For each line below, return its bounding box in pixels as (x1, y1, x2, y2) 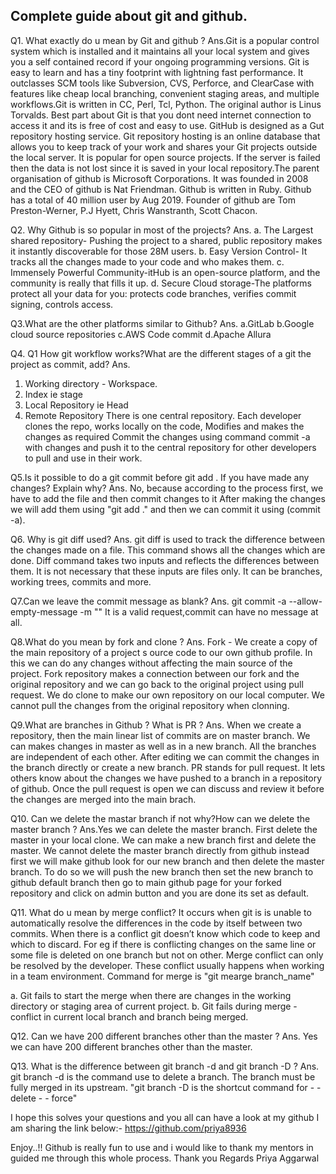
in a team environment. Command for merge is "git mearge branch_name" (10, 970, 315, 982)
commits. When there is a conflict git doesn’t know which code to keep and (10, 927, 321, 939)
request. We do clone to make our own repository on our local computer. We (10, 689, 325, 701)
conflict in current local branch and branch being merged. (10, 1010, 249, 1023)
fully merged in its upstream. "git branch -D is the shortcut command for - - (10, 1081, 322, 1093)
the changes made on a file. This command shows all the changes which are (10, 544, 326, 556)
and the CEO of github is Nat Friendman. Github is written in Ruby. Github (10, 183, 312, 195)
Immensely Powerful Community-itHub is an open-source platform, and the (10, 266, 321, 278)
